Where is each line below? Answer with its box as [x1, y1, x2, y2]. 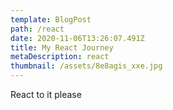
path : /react [10, 24, 65, 34]
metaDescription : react [10, 52, 110, 62]
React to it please [10, 89, 82, 100]
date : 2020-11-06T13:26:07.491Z [10, 33, 145, 43]
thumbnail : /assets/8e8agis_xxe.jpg [10, 61, 163, 71]
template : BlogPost [10, 14, 92, 25]
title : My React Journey [10, 42, 114, 53]
